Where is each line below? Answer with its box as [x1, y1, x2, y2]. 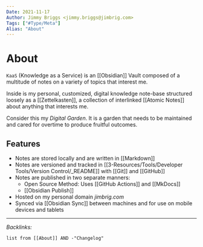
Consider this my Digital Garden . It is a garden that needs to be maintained [6, 114, 192, 122]
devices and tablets [14, 206, 65, 213]
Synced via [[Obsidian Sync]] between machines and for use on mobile [14, 200, 193, 206]
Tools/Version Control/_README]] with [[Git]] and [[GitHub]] [14, 168, 165, 174]
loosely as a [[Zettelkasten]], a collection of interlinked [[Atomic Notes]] [6, 96, 184, 104]
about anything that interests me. [6, 103, 89, 110]
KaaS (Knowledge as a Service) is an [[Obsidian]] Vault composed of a [6, 72, 180, 79]
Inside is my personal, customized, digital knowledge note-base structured [6, 90, 192, 97]
